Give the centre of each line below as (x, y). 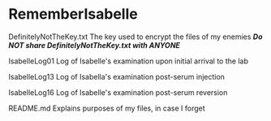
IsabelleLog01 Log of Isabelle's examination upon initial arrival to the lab (129, 61)
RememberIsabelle (73, 14)
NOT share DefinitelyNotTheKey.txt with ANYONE (95, 45)
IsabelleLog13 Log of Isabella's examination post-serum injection (117, 76)
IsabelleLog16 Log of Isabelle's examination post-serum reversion (118, 92)
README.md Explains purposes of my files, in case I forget (107, 108)
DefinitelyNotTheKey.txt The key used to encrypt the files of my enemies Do (135, 37)
